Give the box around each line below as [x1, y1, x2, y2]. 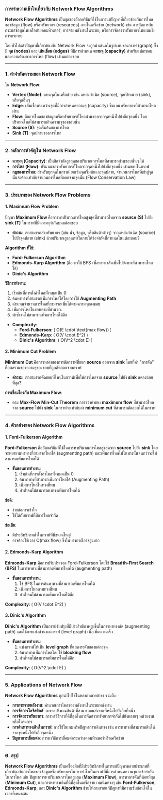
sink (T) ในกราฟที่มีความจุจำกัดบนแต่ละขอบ [5, 220, 78, 226]
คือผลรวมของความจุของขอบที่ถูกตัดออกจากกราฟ [5, 365, 81, 371]
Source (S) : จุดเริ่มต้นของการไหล [12, 124, 69, 130]
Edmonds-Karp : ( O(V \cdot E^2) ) [19, 332, 88, 338]
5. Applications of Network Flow [5, 681, 82, 688]
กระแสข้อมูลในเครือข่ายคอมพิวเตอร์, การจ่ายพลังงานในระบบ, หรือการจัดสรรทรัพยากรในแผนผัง [5, 27, 155, 33]
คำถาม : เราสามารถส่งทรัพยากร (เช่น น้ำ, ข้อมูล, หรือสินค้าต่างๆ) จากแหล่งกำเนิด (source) [12, 230, 156, 235]
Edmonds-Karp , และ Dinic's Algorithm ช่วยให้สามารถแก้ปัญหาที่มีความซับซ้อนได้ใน [5, 785, 152, 791]
